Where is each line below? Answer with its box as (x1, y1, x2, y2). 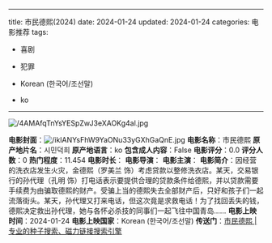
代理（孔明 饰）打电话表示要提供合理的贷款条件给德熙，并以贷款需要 (29, 176, 259, 185)
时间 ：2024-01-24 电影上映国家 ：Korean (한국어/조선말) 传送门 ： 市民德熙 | (8, 216, 257, 225)
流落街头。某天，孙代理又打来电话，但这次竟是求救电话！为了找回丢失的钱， (8, 196, 264, 205)
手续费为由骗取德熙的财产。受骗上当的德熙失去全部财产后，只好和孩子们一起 (8, 185, 264, 195)
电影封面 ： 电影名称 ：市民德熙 (8, 135, 251, 144)
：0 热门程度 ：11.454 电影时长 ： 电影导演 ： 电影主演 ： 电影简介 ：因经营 (15, 156, 257, 164)
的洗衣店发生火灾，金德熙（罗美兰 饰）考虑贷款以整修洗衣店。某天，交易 (8, 165, 252, 175)
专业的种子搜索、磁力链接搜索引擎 (8, 226, 122, 236)
